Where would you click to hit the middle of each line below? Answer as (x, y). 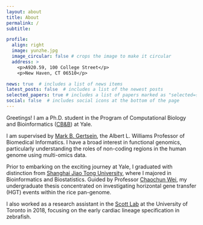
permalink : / (23, 23)
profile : (17, 40)
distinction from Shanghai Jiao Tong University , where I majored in (89, 173)
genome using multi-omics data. (47, 155)
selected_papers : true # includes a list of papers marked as (86, 95)
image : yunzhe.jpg (35, 51)
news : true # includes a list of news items (64, 84)
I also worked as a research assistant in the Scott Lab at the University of (97, 204)
